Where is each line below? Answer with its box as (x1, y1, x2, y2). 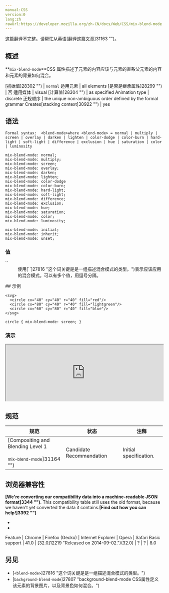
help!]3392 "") (5, 510, 36, 516)
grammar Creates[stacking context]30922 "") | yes (5, 101, 110, 107)
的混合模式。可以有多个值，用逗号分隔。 (17, 272, 101, 278)
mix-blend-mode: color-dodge (5, 179, 66, 184)
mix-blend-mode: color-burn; (5, 183, 66, 188)
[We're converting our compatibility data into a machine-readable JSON (5, 494, 158, 500)
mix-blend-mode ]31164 (7, 456, 61, 463)
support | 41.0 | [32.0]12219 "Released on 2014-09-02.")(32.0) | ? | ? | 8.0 (5, 540, 156, 546)
